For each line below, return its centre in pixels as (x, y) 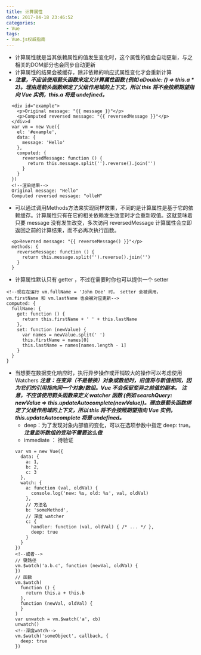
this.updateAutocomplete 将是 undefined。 (70, 418)
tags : (13, 34)
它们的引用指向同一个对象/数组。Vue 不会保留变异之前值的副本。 (100, 388)
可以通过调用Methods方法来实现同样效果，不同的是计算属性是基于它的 (101, 208)
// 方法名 (37, 505)
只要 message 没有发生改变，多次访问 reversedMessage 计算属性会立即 (103, 223)
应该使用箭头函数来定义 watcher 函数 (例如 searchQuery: (101, 395)
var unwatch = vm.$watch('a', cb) (58, 619)
